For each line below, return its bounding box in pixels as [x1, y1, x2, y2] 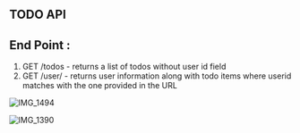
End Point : [9, 37, 71, 53]
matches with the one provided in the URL [21, 80, 177, 91]
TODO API [9, 7, 67, 22]
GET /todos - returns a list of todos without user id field [21, 62, 227, 72]
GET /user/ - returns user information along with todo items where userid [21, 71, 292, 81]
